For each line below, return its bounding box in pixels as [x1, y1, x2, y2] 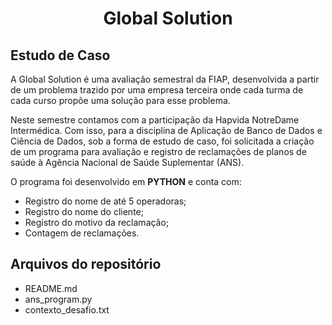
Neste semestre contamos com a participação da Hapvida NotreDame [10, 114, 300, 126]
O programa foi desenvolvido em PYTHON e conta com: [10, 176, 242, 187]
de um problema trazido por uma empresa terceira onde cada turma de [10, 84, 304, 96]
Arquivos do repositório [10, 256, 162, 273]
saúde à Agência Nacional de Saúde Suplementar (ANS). [10, 157, 245, 168]
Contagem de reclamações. [24, 227, 140, 239]
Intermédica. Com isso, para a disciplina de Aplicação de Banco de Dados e [10, 125, 323, 136]
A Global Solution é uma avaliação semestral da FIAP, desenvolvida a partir [10, 73, 320, 85]
